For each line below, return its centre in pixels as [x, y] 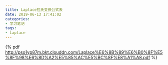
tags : [11, 28]
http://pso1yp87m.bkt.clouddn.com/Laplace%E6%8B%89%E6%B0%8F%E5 [84, 52]
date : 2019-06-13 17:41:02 [33, 14]
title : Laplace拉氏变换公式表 [34, 10]
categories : [17, 19]
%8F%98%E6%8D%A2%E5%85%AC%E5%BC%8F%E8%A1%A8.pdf [78, 57]
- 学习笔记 [15, 24]
